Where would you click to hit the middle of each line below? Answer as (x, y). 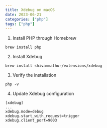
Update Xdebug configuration (43, 94)
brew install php (23, 47)
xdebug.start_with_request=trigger (42, 116)
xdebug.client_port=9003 (31, 120)
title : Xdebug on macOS (30, 10)
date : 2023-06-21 (23, 15)
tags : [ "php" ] (20, 24)
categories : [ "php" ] (27, 19)
